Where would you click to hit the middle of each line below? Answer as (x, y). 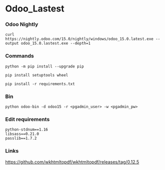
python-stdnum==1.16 (27, 130)
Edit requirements (28, 119)
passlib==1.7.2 (21, 138)
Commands (20, 56)
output (12, 43)
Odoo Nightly (22, 24)
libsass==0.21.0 (22, 134)
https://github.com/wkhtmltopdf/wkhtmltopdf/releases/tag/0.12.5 (72, 162)
